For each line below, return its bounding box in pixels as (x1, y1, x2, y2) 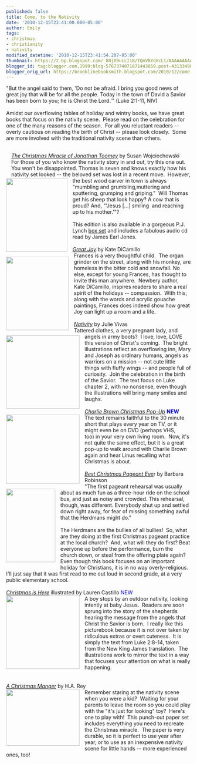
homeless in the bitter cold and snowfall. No (74, 265, 180, 272)
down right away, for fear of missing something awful (60, 508, 189, 515)
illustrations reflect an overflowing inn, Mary (84, 346, 191, 353)
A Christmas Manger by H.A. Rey (6, 682, 86, 690)
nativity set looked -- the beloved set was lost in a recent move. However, (11, 171, 191, 178)
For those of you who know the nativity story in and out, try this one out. (11, 159, 186, 166)
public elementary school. (6, 577, 69, 584)
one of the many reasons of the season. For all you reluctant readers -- (6, 122, 179, 129)
